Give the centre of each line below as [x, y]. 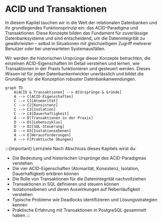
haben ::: [21, 215]
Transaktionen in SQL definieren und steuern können [66, 184]
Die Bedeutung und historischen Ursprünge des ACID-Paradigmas [79, 158]
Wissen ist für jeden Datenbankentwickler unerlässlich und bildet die [74, 74]
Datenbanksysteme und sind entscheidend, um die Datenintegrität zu [75, 38]
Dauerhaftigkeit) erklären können [46, 173]
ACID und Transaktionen [56, 9]
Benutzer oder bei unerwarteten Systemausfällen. [55, 49]
